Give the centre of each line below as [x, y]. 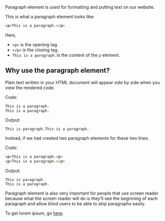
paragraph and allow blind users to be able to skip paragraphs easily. [75, 204]
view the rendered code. [30, 88]
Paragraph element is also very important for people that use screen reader [82, 193]
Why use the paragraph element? [58, 71]
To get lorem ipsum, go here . [35, 213]
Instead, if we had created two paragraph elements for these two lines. [77, 138]
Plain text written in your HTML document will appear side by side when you [82, 82]
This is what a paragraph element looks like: [50, 16]
